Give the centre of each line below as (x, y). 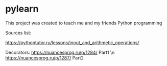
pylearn (22, 9)
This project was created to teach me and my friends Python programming (84, 23)
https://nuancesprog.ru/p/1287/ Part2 (45, 58)
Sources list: (18, 32)
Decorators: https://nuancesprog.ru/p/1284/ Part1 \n (60, 52)
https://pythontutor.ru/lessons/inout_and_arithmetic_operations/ (72, 42)
